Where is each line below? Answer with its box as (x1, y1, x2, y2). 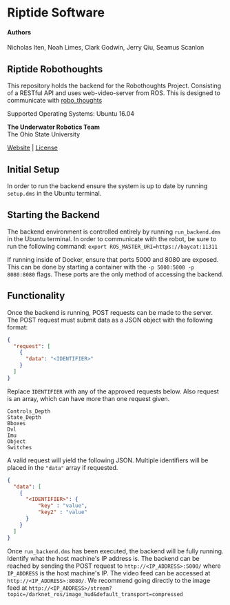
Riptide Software (7, 5, 105, 21)
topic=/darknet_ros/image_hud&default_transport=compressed (7, 591, 184, 597)
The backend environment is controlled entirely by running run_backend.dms (7, 227, 222, 236)
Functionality (7, 290, 65, 302)
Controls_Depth (7, 408, 51, 415)
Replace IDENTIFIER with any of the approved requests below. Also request (7, 387, 219, 396)
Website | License (7, 143, 59, 152)
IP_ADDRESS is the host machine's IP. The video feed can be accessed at (7, 568, 211, 577)
